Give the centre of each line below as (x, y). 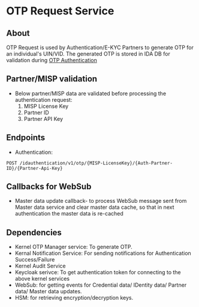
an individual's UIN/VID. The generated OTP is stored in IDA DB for (88, 54)
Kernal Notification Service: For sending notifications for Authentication (103, 253)
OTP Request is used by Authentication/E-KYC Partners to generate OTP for (100, 47)
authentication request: (43, 99)
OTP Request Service (60, 11)
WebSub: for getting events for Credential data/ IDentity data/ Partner (101, 285)
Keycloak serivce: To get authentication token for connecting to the (98, 272)
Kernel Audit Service (40, 266)
